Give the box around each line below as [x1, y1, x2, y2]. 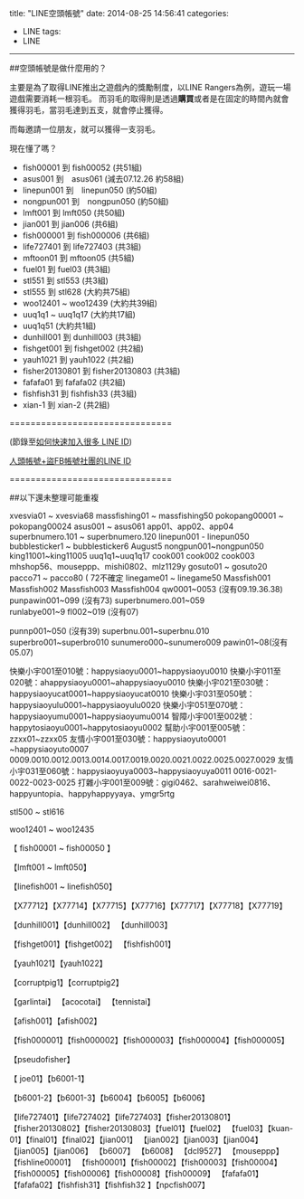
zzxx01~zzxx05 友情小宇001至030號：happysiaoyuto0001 [9, 733, 226, 744]
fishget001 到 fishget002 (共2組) [22, 343, 145, 354]
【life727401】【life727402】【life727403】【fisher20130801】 [9, 1111, 235, 1122]
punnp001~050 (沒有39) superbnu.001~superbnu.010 [9, 626, 210, 636]
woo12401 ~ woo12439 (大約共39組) [22, 297, 158, 308]
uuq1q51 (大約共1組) [22, 320, 97, 331]
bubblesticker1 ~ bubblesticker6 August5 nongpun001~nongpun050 [9, 541, 264, 552]
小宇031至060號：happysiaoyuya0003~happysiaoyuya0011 [9, 766, 232, 776]
